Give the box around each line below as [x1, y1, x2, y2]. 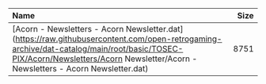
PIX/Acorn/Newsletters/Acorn [12, 53, 123, 64]
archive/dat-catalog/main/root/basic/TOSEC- [12, 44, 184, 54]
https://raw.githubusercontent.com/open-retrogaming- [15, 33, 222, 44]
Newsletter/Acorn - [124, 53, 198, 64]
